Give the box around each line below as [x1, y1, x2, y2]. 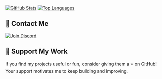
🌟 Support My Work [5, 47, 68, 56]
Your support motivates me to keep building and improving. [5, 68, 128, 74]
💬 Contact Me [5, 19, 49, 28]
